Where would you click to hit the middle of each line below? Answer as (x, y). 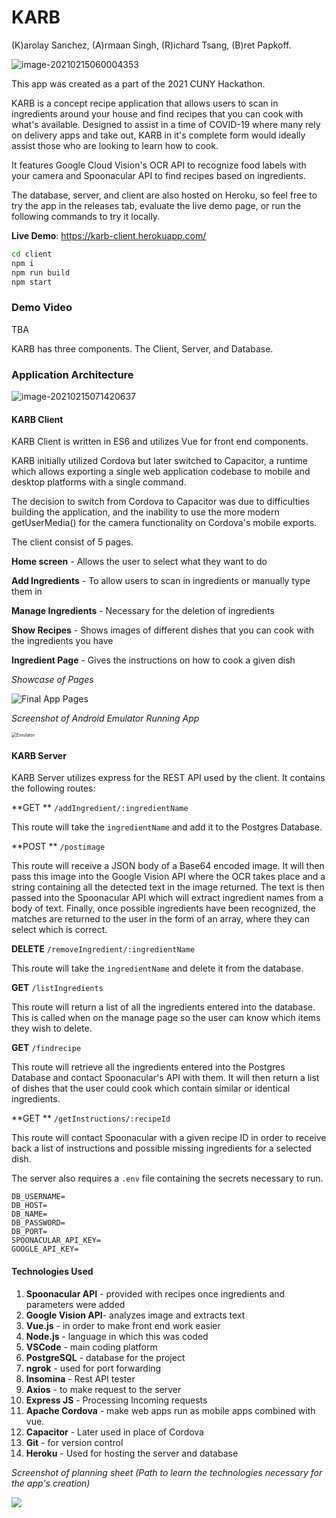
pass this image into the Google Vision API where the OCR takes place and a (168, 877)
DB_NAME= (29, 1214)
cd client (32, 254)
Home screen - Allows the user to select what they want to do (139, 562)
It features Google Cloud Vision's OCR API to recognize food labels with (159, 165)
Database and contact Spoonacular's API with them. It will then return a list (165, 1078)
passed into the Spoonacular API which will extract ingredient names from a (167, 898)
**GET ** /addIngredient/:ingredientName (100, 808)
